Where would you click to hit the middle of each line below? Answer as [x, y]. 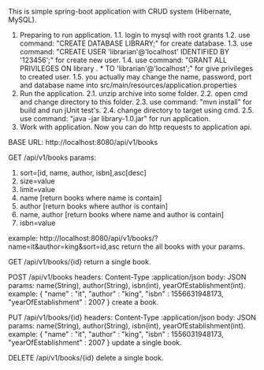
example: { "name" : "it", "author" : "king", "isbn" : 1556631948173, [116, 294]
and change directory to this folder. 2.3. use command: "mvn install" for [136, 102]
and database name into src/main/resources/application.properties [128, 85]
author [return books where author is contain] [93, 206]
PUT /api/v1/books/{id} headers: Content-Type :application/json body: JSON [132, 317]
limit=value [37, 189]
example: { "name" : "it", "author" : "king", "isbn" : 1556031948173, [116, 334]
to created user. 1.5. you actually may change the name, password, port [136, 77]
